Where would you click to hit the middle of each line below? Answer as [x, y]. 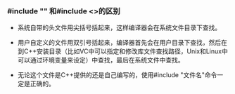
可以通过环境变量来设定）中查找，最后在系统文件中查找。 [101, 60]
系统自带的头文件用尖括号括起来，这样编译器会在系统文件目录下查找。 [119, 28]
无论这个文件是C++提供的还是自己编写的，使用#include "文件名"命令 [117, 75]
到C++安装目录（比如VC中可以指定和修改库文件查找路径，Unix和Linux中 [123, 51]
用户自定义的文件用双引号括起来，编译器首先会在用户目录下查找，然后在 [122, 43]
